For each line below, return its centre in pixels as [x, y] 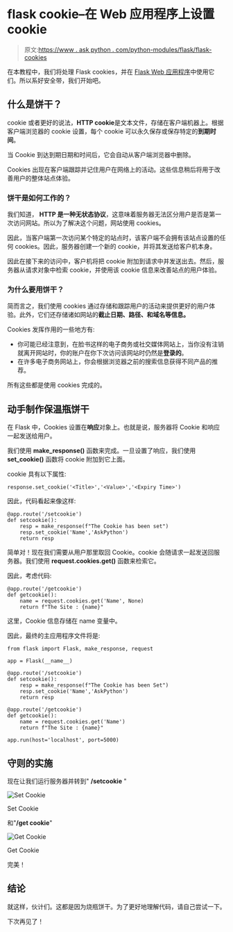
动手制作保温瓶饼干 [48, 409]
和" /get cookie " [30, 823]
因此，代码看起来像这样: [42, 501]
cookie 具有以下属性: [37, 474]
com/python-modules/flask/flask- [164, 49]
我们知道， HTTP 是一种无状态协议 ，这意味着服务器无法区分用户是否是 [108, 214]
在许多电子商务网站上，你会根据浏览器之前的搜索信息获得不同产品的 [114, 361]
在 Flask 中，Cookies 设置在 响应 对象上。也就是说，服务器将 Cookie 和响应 [114, 427]
